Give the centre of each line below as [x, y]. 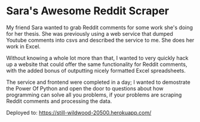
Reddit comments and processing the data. [59, 101]
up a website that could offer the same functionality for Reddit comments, [97, 64]
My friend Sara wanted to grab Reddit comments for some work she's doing [99, 27]
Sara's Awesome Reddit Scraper [87, 11]
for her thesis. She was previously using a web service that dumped [90, 33]
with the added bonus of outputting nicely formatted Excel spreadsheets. [96, 70]
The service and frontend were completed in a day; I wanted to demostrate [99, 82]
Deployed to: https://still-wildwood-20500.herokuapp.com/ [79, 112]
